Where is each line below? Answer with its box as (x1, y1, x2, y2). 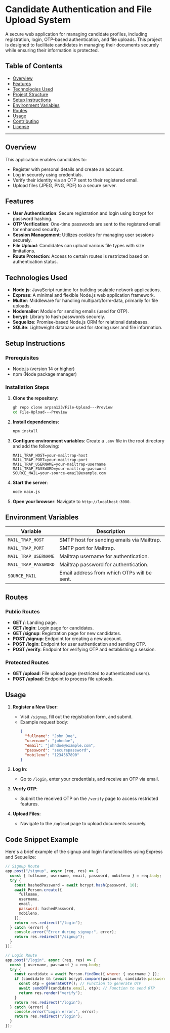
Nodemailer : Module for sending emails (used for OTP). (12, 308, 129, 315)
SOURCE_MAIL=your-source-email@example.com (12, 470, 106, 476)
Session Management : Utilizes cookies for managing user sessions (12, 232, 154, 238)
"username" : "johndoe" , (24, 738, 75, 744)
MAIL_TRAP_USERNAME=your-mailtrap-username (12, 462, 106, 467)
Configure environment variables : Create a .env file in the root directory (12, 437, 164, 443)
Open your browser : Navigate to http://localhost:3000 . (12, 498, 131, 504)
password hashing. (12, 216, 53, 222)
